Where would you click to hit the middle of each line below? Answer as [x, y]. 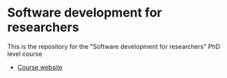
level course [25, 54]
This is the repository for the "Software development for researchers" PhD [114, 46]
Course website [40, 67]
